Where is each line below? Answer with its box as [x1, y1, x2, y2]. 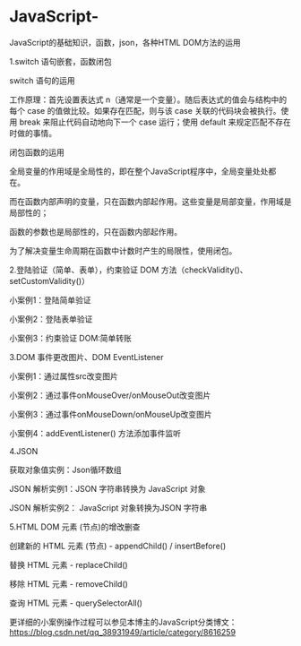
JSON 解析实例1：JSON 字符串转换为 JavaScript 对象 [9, 483, 206, 494]
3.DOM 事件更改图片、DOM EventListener [9, 351, 164, 362]
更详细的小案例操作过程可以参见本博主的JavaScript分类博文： [9, 616, 237, 627]
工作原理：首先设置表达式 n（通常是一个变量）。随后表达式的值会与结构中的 [9, 94, 288, 105]
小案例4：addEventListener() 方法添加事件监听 [9, 427, 182, 438]
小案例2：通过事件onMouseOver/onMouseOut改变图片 [9, 390, 211, 401]
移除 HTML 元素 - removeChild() [9, 578, 128, 589]
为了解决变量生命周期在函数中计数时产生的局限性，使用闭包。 [9, 245, 237, 256]
